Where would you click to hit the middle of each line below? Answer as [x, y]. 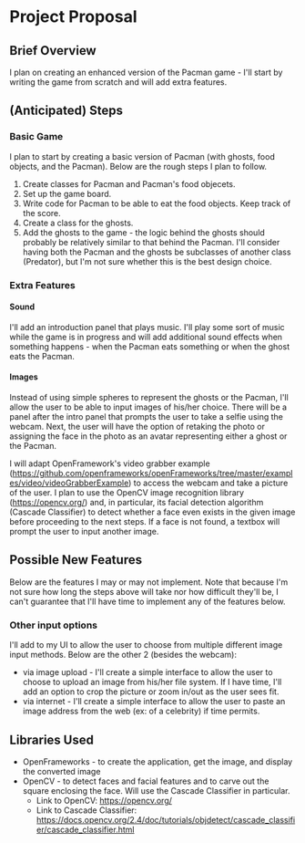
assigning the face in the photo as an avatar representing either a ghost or [148, 436]
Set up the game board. [67, 193]
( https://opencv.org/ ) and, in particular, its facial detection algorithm [137, 503]
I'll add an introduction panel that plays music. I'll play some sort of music [147, 327]
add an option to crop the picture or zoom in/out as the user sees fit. [151, 692]
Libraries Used [51, 739]
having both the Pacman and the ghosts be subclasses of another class [157, 252]
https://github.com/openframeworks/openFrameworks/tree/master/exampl [152, 474]
